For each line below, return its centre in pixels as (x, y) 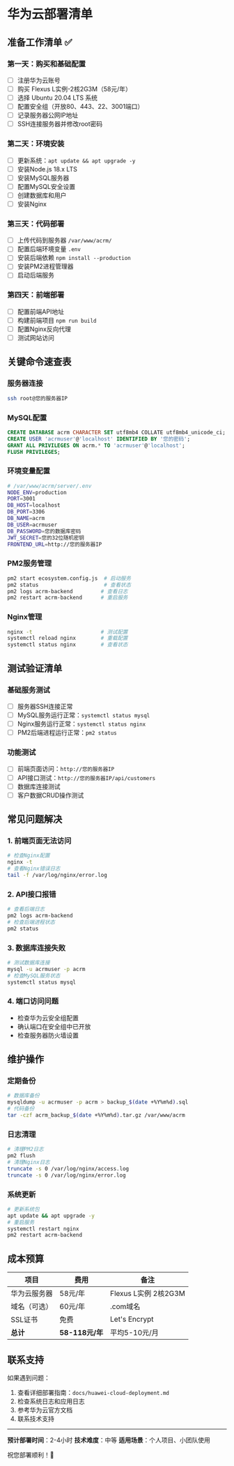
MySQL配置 (27, 418)
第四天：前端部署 (36, 295)
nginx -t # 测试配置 (68, 632)
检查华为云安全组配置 (48, 1018)
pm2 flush (22, 1156)
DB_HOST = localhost (34, 505)
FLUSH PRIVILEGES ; (34, 452)
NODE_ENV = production (37, 492)
